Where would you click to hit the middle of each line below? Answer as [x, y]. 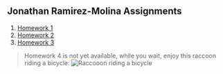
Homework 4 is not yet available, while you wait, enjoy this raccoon [120, 56]
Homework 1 [35, 27]
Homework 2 [36, 35]
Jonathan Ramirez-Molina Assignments [95, 11]
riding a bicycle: [47, 63]
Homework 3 [36, 42]
